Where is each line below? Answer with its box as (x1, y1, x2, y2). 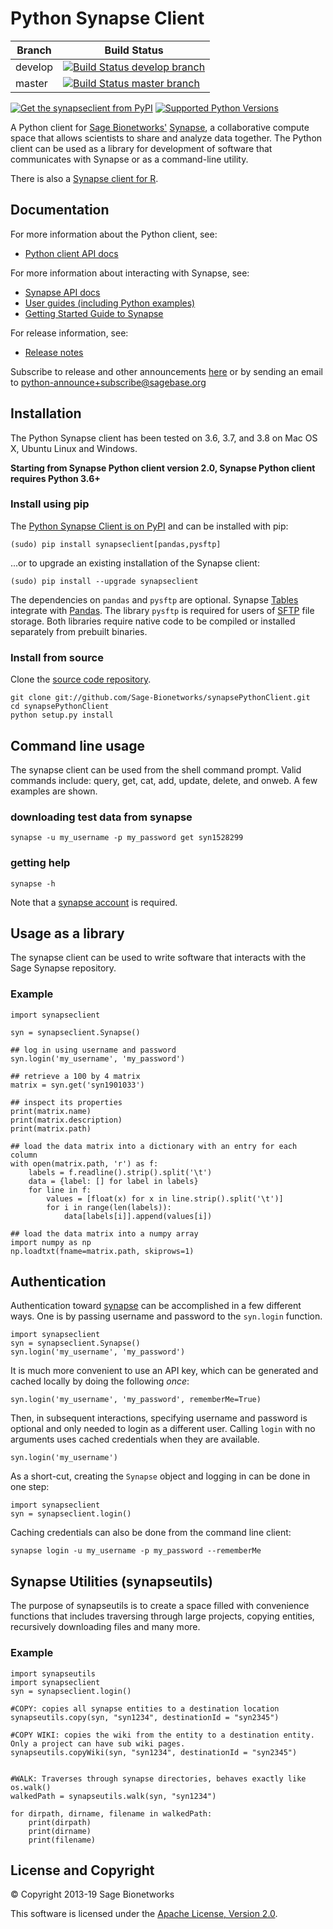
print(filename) (28, 1835, 97, 1845)
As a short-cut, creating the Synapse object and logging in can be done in (10, 1470, 311, 1482)
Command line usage (10, 737, 145, 754)
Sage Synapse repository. (10, 962, 117, 974)
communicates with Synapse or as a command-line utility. (10, 153, 249, 165)
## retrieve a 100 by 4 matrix (10, 1071, 141, 1081)
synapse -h (10, 878, 56, 889)
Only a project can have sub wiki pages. (10, 1738, 186, 1749)
